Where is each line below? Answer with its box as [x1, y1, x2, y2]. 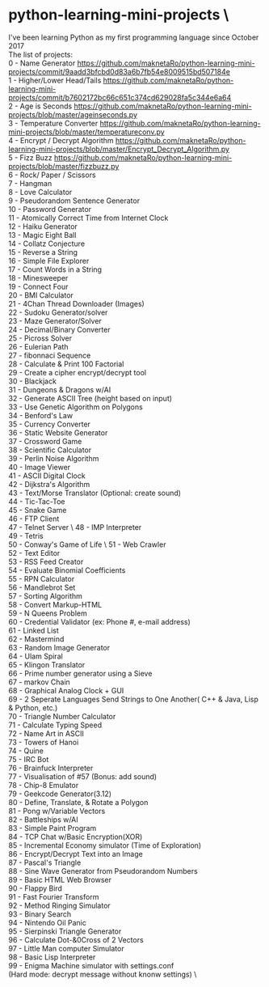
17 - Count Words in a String [8, 265, 103, 274]
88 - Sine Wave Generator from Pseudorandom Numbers [8, 866, 198, 875]
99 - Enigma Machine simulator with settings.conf [8, 960, 174, 970]
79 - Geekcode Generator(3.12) [8, 789, 111, 798]
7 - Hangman [8, 178, 53, 188]
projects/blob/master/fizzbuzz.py [8, 161, 120, 171]
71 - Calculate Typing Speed [8, 720, 103, 730]
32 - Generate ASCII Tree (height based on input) [8, 393, 172, 403]
